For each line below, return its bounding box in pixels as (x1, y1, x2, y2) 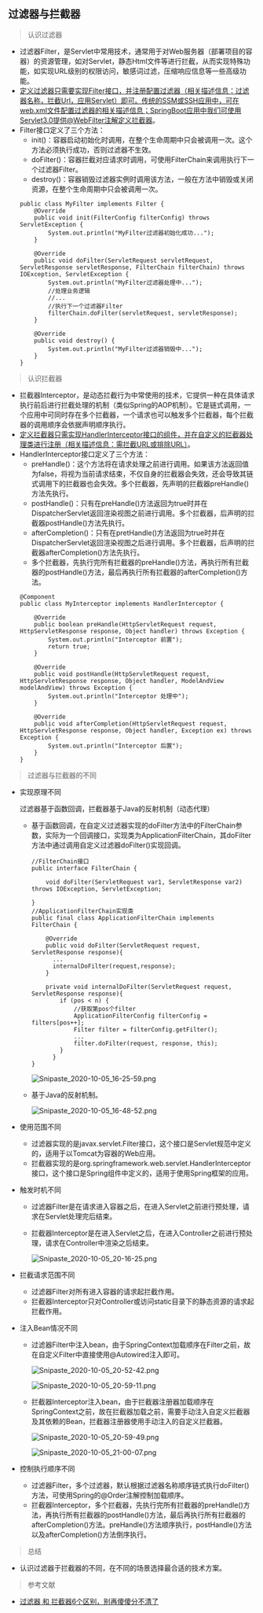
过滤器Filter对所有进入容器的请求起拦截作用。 (31, 1286, 179, 1296)
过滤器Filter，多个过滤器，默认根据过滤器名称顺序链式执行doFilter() (31, 1480, 250, 1489)
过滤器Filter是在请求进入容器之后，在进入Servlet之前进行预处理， (31, 1201, 243, 1211)
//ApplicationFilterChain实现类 (31, 907, 134, 915)
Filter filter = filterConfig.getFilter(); (73, 1025, 218, 1033)
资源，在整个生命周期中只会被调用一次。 (31, 184, 163, 194)
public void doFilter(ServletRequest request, (46, 941, 201, 950)
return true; (48, 642, 90, 651)
